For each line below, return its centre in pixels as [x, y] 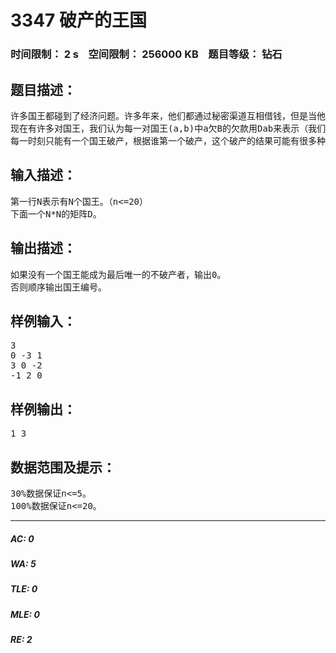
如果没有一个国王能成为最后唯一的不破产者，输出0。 [118, 274]
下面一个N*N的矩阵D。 [56, 214]
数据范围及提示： [63, 467]
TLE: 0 [24, 589]
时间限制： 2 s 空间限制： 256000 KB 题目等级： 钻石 [146, 54]
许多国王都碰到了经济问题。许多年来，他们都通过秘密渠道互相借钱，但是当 [163, 115]
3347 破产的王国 [78, 20]
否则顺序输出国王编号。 [58, 287]
